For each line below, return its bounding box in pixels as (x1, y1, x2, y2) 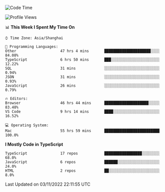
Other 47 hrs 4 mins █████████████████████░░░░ (5, 48, 160, 53)
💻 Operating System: (5, 123, 49, 128)
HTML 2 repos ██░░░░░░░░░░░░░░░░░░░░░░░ (5, 168, 160, 173)
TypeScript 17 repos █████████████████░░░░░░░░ (5, 151, 160, 156)
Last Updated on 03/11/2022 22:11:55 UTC (5, 181, 91, 187)
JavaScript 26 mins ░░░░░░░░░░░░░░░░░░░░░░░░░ (5, 83, 160, 88)
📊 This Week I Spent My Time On (5, 24, 75, 30)
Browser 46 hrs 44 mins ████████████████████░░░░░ (5, 100, 160, 105)
